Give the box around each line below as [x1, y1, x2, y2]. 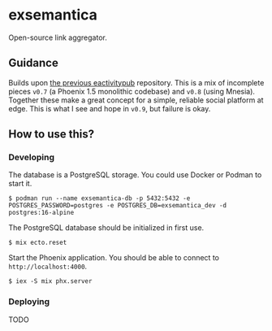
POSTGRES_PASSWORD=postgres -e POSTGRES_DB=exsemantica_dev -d [8, 202, 227, 210]
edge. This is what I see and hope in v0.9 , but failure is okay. [8, 103, 211, 113]
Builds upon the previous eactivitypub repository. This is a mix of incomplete [8, 77, 265, 87]
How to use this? [8, 128, 95, 142]
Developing [8, 152, 55, 163]
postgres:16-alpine [8, 209, 75, 217]
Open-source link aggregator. [8, 33, 107, 42]
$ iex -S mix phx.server [8, 277, 93, 285]
